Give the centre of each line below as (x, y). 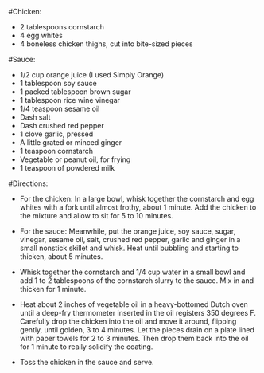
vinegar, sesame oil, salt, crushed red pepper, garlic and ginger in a (130, 240)
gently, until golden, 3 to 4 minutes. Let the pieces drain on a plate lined (137, 330)
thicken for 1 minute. (53, 289)
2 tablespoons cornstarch (62, 27)
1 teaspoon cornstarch (56, 151)
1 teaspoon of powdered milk (67, 168)
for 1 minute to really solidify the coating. (86, 347)
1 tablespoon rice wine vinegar (70, 100)
